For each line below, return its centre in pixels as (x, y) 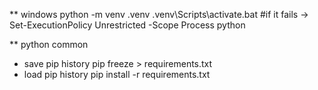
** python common (49, 44)
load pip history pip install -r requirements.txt (117, 74)
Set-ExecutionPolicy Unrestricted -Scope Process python (127, 25)
